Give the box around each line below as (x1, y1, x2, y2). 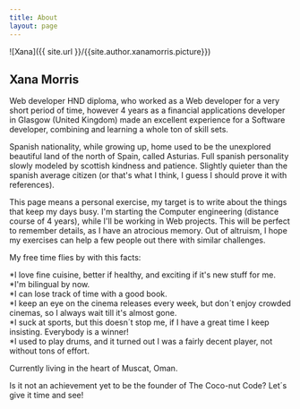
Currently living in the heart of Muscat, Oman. (9, 363, 178, 374)
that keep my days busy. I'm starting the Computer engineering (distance (9, 207, 279, 217)
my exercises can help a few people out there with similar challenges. (9, 234, 266, 246)
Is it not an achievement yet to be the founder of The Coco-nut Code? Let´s (9, 380, 287, 391)
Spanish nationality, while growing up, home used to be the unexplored (9, 141, 271, 152)
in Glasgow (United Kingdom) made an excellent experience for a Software (9, 115, 286, 125)
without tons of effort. (9, 345, 90, 356)
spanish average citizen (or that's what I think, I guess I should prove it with (9, 170, 287, 181)
